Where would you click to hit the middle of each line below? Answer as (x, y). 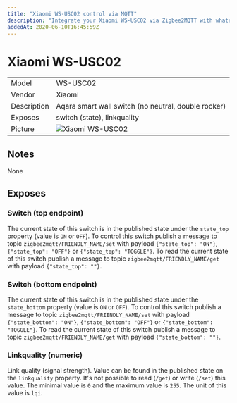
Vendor (23, 94)
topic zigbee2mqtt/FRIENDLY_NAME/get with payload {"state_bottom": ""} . (114, 337)
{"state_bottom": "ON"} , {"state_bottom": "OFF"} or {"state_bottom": (110, 322)
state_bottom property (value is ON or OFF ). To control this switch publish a (114, 307)
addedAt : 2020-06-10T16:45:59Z (53, 27)
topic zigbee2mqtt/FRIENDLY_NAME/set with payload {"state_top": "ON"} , (113, 243)
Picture (23, 129)
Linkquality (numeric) (45, 355)
